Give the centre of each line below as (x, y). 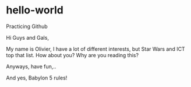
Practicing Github (27, 26)
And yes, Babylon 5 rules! (37, 78)
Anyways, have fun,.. (31, 66)
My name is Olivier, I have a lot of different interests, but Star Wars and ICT (95, 49)
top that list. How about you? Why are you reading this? (72, 55)
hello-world (35, 10)
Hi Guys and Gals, (28, 37)
